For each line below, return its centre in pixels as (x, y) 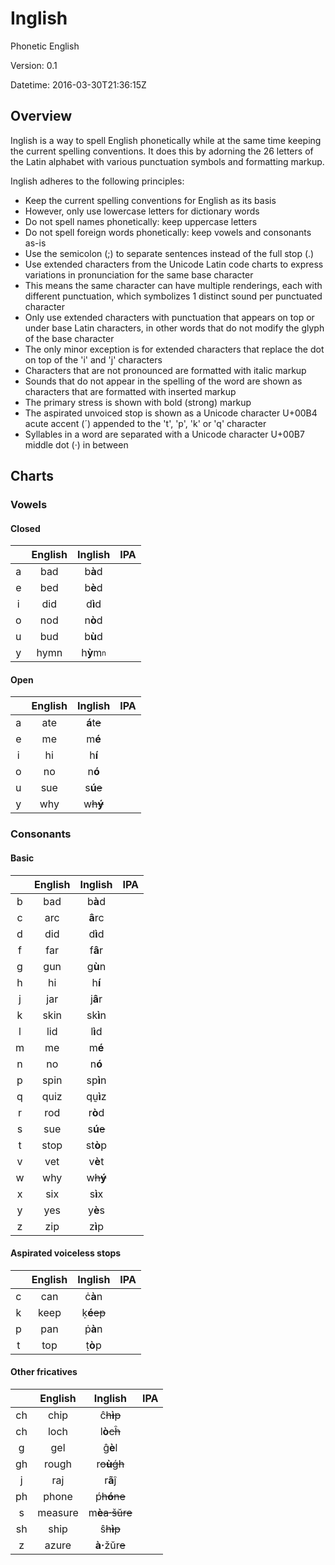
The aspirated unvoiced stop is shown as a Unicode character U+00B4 (171, 413)
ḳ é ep (93, 1312)
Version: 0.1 (34, 65)
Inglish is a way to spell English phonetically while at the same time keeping (166, 140)
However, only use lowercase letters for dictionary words (142, 211)
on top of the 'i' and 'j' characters (93, 359)
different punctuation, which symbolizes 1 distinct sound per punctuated (173, 296)
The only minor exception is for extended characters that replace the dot (174, 349)
